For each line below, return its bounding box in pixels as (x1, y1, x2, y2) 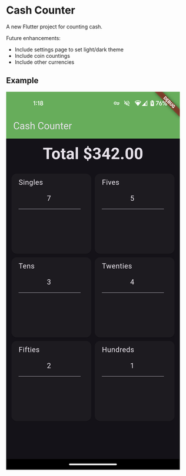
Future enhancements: (6, 34, 61, 41)
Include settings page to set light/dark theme (14, 45, 124, 53)
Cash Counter (6, 4, 75, 17)
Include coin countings (14, 52, 71, 59)
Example (6, 76, 39, 86)
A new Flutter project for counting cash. (6, 23, 103, 30)
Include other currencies (14, 58, 75, 66)
